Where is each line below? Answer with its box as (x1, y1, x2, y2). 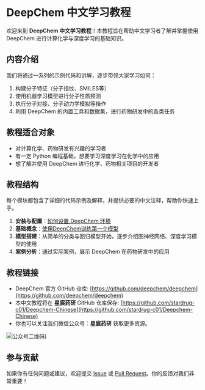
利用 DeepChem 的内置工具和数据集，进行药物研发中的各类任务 (15, 108, 175, 115)
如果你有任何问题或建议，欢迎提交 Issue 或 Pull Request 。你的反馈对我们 (6, 370, 189, 377)
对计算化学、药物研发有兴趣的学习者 (15, 144, 107, 152)
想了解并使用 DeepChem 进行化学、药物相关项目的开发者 (15, 160, 159, 167)
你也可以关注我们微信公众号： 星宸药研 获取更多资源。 (15, 320, 151, 327)
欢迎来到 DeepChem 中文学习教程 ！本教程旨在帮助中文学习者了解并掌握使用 (6, 27, 199, 34)
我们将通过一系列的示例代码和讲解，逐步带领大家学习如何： (6, 72, 156, 79)
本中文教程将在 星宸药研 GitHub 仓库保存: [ (15, 299, 123, 306)
